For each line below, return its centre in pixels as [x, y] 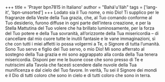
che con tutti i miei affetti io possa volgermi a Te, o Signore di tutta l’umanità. [83, 44]
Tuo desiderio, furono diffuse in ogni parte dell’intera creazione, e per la [78, 23]
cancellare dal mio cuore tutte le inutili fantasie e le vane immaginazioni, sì [80, 39]
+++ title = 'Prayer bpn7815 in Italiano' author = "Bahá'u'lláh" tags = [74, 7]
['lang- [150, 7]
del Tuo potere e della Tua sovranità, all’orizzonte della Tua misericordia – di [82, 33]
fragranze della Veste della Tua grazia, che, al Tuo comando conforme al [79, 18]
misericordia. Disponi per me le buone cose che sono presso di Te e [74, 60]
